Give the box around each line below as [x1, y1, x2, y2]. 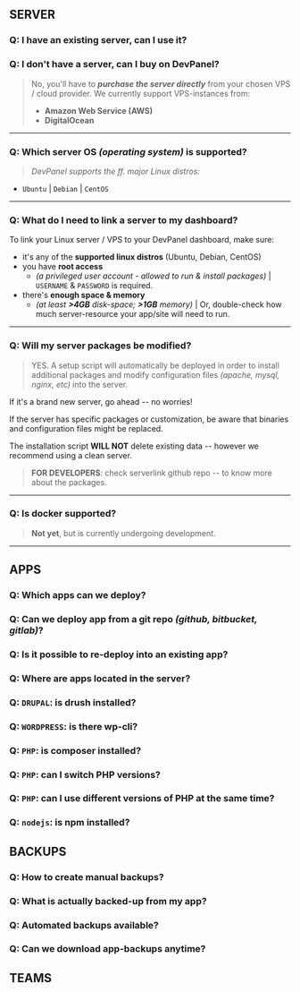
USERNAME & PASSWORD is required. [35, 280, 154, 291]
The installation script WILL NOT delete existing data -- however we [9, 440, 259, 451]
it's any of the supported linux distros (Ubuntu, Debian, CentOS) [21, 252, 262, 262]
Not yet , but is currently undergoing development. [30, 527, 216, 538]
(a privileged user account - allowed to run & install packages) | [35, 270, 271, 281]
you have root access [21, 261, 104, 272]
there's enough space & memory [21, 290, 146, 301]
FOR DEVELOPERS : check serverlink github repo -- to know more [30, 467, 272, 478]
